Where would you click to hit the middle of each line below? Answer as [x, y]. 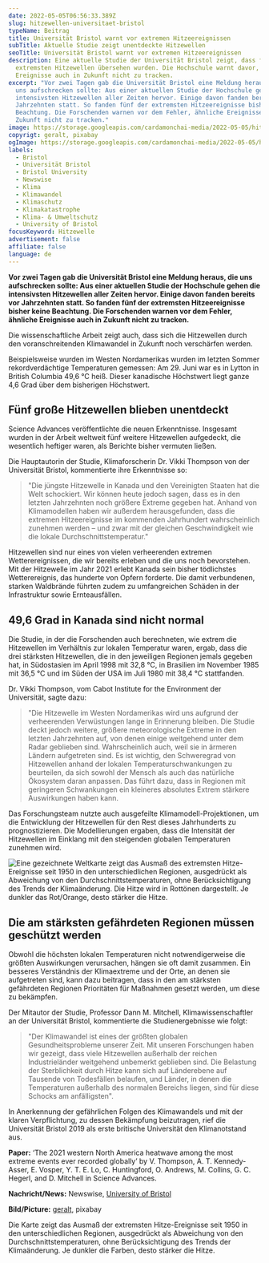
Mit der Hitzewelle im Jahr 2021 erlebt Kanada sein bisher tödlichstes [122, 569]
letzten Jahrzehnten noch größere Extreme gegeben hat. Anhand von [143, 502]
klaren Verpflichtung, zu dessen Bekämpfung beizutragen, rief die [117, 1120]
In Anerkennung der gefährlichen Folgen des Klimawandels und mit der [126, 1112]
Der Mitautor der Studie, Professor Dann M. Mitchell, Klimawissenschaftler [131, 1013]
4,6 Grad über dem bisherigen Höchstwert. [79, 385]
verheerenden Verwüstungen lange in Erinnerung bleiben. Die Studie [141, 721]
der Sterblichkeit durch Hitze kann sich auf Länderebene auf [127, 1071]
